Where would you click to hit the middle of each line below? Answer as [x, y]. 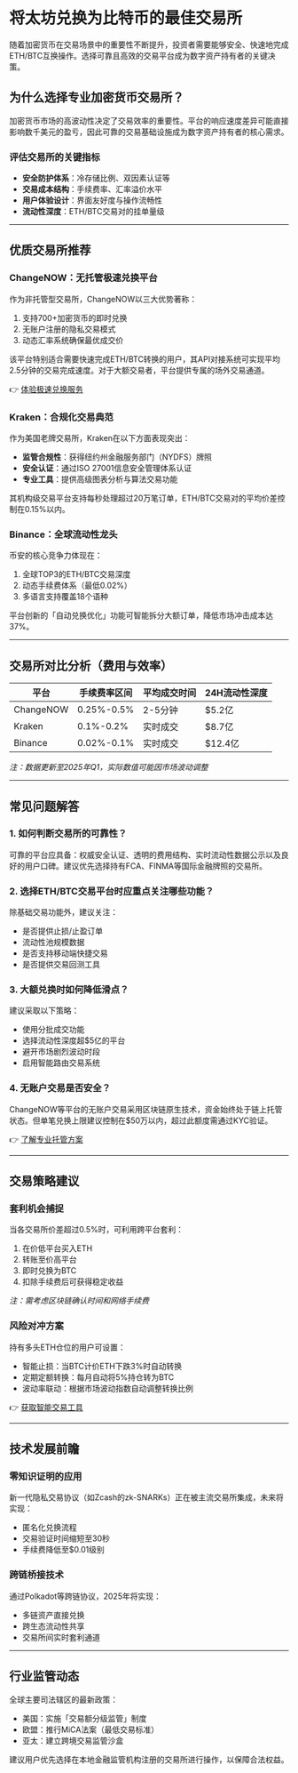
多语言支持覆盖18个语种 [65, 597]
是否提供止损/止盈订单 [63, 931]
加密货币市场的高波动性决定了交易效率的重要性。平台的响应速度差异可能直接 [149, 120]
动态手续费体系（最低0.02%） [77, 586]
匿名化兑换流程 [49, 1528]
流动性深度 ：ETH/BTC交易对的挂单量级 [93, 212]
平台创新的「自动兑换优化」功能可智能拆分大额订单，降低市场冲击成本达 [141, 615]
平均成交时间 [170, 693]
